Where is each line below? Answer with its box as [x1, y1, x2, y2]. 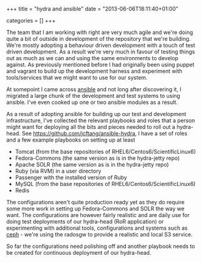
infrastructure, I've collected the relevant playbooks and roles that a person [6, 117, 195, 124]
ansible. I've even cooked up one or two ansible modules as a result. [6, 98, 178, 106]
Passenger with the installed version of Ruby [15, 174, 127, 181]
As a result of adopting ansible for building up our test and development [6, 111, 187, 117]
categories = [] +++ [6, 17, 56, 24]
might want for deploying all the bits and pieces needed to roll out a [6, 123, 175, 130]
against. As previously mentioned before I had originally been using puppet [6, 61, 195, 68]
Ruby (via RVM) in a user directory [15, 167, 102, 174]
